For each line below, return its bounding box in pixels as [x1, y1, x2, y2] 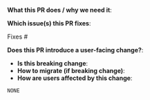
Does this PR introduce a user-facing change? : [7, 46, 144, 54]
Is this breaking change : [17, 59, 88, 68]
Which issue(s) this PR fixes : [7, 19, 91, 27]
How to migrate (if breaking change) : [17, 67, 126, 74]
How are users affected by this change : [17, 74, 133, 82]
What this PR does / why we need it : [7, 6, 112, 14]
